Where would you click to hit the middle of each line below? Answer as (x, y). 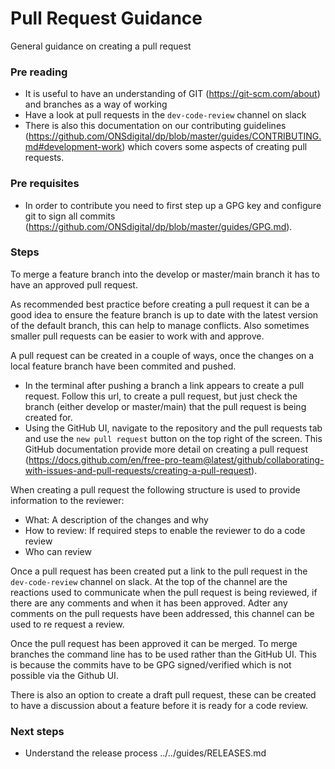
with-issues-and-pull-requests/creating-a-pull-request (138, 470)
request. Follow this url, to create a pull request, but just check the (161, 396)
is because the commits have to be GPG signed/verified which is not (151, 664)
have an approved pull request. (74, 284)
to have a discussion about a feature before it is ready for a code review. (159, 705)
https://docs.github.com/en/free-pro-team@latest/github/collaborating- (176, 459)
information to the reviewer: (67, 500)
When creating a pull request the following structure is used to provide (155, 489)
